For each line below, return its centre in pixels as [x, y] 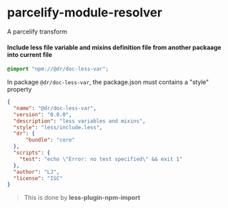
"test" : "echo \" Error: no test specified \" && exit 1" [101, 159]
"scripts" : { [32, 153]
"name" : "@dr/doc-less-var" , [55, 108]
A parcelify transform [37, 31]
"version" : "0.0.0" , [43, 114]
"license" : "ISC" [38, 178]
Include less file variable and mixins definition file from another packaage [114, 47]
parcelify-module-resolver [85, 13]
